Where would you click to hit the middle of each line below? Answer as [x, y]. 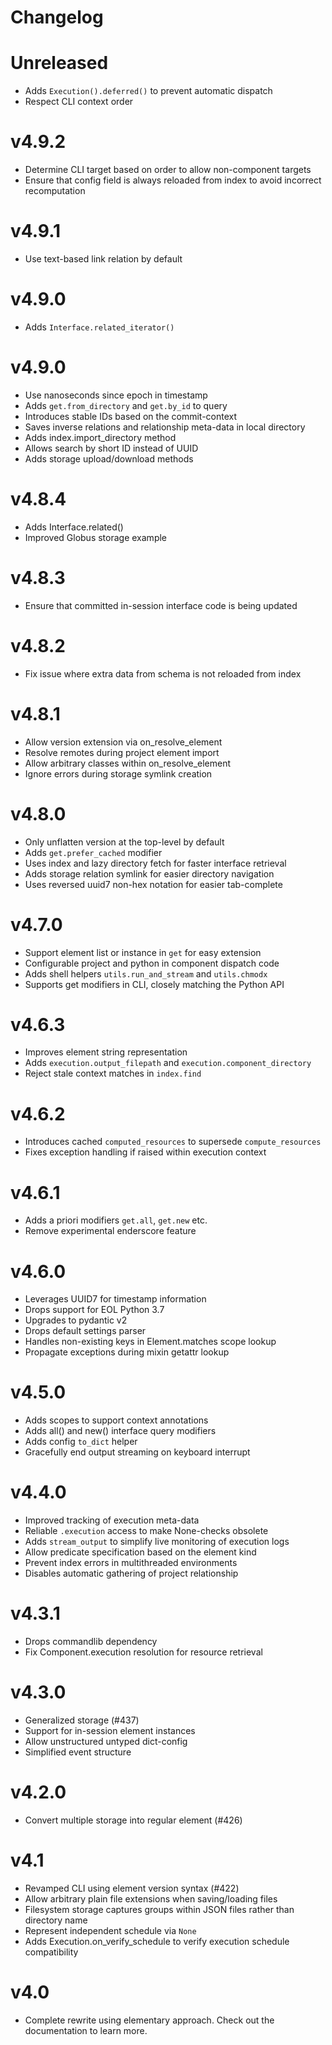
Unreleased [59, 63]
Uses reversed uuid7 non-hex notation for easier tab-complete [153, 884]
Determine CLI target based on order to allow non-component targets [168, 170]
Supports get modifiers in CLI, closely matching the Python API [154, 984]
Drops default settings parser [85, 1331]
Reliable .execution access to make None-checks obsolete [146, 1531]
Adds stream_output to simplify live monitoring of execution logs [157, 1542]
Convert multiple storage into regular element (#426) [133, 1820]
